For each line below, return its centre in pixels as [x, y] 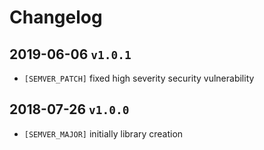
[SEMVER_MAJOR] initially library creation [103, 133]
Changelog [56, 17]
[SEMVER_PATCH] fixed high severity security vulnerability [139, 78]
